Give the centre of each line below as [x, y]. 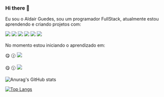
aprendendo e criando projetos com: [43, 24]
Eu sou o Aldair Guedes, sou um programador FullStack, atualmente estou [82, 19]
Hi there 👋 [18, 8]
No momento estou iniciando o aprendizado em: [55, 45]
